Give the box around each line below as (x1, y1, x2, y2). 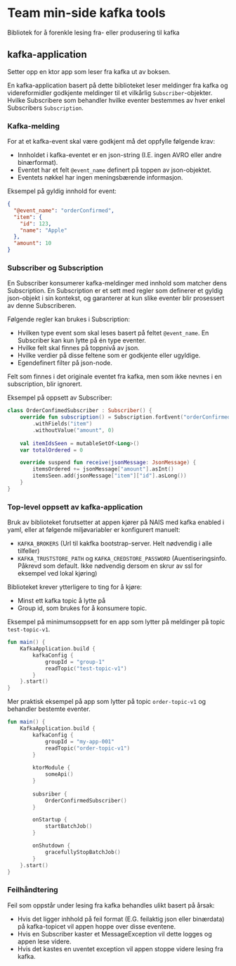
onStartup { (32, 816, 68, 824)
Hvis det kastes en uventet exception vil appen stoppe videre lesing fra (17, 944, 223, 953)
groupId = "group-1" (44, 658, 105, 665)
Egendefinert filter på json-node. (17, 359, 112, 367)
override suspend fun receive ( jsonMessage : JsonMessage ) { (20, 459, 197, 466)
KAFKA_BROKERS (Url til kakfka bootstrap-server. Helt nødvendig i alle (17, 539, 213, 547)
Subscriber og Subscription (7, 263, 104, 273)
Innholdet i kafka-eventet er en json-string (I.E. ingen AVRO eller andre (17, 151, 222, 159)
